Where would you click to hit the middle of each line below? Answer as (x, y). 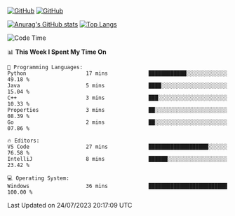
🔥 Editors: (23, 141)
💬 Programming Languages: (45, 67)
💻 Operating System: (39, 178)
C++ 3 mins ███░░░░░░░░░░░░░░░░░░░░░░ (117, 98)
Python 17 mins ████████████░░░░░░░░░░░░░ (117, 73)
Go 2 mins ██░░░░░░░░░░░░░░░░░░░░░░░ (117, 122)
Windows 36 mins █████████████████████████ (117, 186)
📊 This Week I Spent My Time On (57, 52)
